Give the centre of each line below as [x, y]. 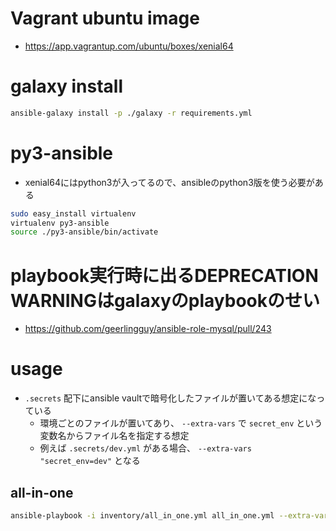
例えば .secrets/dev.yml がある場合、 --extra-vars [145, 448]
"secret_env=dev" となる [90, 461]
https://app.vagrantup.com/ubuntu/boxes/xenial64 [129, 46]
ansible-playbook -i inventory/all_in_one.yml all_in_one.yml [142, 516]
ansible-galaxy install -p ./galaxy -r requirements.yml [131, 113]
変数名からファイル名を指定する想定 [114, 436]
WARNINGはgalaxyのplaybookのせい [165, 300]
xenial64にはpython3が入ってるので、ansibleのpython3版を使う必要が [169, 182]
